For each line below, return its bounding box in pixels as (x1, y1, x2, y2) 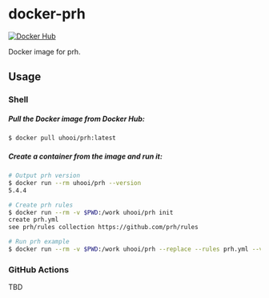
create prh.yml (8, 215, 59, 224)
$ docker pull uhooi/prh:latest (8, 134, 116, 143)
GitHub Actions (8, 264, 70, 275)
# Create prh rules (8, 201, 74, 209)
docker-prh (8, 5, 86, 23)
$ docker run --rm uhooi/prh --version (8, 179, 142, 187)
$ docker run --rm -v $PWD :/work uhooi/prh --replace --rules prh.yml (8, 245, 249, 253)
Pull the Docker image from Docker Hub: (8, 114, 146, 123)
